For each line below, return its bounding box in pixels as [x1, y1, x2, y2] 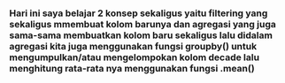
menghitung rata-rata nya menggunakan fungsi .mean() [9, 62, 255, 74]
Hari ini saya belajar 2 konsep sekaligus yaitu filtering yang [9, 7, 268, 19]
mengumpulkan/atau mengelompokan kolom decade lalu [9, 51, 259, 64]
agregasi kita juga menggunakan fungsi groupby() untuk [9, 40, 258, 52]
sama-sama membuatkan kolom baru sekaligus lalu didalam [9, 29, 273, 41]
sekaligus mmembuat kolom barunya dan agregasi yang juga [9, 18, 276, 30]
